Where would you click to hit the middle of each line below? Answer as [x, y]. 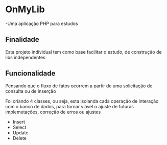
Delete [20, 138]
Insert [19, 122]
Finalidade [22, 40]
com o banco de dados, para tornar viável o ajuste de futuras [70, 106]
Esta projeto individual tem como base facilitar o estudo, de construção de [83, 52]
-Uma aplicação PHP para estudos [42, 23]
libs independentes [26, 57]
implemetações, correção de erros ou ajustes [53, 112]
